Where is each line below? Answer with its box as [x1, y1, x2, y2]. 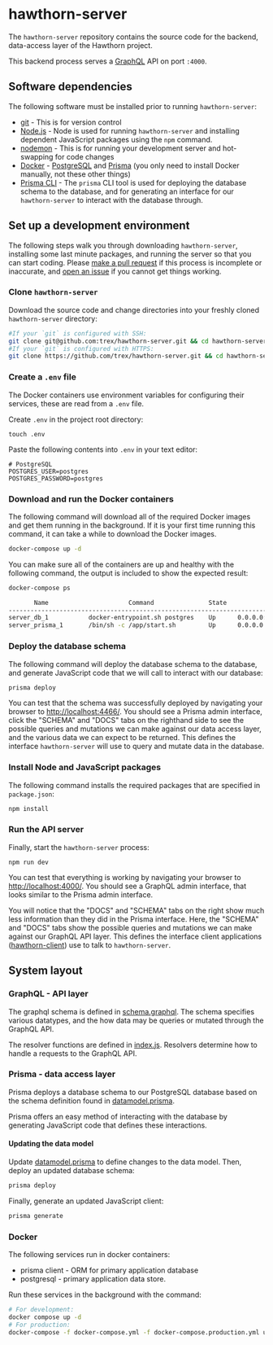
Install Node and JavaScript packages [8, 762, 161, 773]
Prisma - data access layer [8, 1068, 116, 1080]
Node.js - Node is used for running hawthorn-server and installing [19, 125, 240, 135]
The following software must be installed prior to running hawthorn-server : [8, 101, 258, 111]
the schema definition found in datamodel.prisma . [8, 1096, 175, 1106]
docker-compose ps [8, 584, 71, 592]
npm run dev [8, 858, 49, 866]
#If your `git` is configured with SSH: [8, 329, 148, 338]
